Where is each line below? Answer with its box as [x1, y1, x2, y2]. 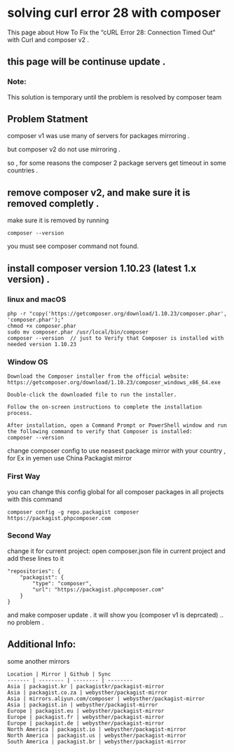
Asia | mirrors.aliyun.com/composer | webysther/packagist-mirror [7, 695, 205, 702]
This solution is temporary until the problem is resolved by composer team [7, 93, 222, 101]
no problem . [7, 618, 44, 627]
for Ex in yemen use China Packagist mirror [7, 454, 132, 463]
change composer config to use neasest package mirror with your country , [7, 446, 226, 455]
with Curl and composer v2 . [7, 35, 90, 43]
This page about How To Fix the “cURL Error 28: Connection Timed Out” [7, 28, 216, 36]
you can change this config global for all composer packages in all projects [7, 487, 224, 495]
